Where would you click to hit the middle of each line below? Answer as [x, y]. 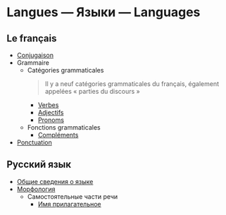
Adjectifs [51, 112]
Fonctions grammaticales [64, 127]
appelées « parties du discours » [92, 91]
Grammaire [33, 63]
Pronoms [51, 120]
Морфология [36, 189]
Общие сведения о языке [55, 181]
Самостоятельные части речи [73, 196]
